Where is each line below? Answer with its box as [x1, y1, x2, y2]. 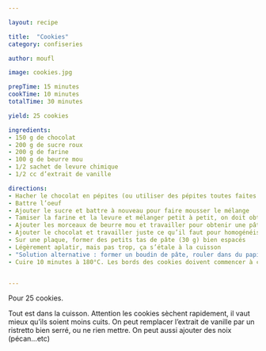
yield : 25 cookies [8, 111, 69, 119]
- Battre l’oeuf [8, 199, 62, 207]
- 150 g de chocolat [8, 134, 77, 142]
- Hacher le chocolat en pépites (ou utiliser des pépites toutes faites [8, 191, 257, 200]
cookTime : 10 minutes [8, 90, 80, 99]
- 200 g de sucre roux [8, 141, 83, 149]
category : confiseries [8, 40, 83, 48]
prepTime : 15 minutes [8, 83, 80, 91]
